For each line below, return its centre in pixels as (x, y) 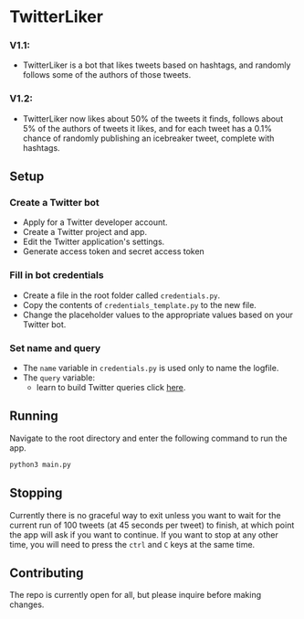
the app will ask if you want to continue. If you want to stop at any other (144, 534)
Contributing (47, 573)
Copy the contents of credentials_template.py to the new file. (140, 304)
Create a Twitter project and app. (85, 232)
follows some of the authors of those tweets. (107, 75)
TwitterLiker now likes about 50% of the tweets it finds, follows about (153, 118)
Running (34, 416)
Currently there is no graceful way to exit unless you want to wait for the (145, 515)
